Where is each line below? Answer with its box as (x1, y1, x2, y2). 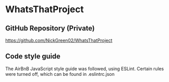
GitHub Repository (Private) (5, 24, 95, 33)
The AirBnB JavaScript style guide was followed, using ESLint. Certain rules (5, 65, 164, 72)
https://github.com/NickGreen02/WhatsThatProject (5, 37, 113, 43)
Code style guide (5, 52, 61, 61)
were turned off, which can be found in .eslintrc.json (5, 71, 115, 77)
